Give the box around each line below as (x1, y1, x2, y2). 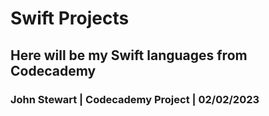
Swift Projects (10, 7, 130, 30)
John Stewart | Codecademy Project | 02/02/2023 (10, 92, 260, 106)
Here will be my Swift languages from (10, 47, 248, 64)
